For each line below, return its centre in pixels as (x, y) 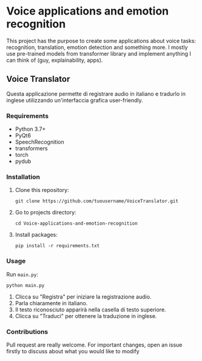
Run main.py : (22, 274)
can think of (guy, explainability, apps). (55, 60)
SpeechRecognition (40, 142)
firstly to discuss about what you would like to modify (73, 351)
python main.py (25, 285)
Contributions (27, 331)
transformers (31, 148)
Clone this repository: (42, 190)
